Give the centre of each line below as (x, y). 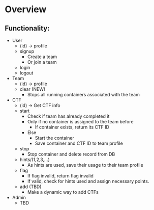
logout (26, 73)
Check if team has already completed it (68, 116)
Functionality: (27, 28)
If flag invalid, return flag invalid (60, 176)
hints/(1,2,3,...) (35, 160)
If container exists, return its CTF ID (72, 127)
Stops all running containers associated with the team (84, 95)
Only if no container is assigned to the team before (80, 122)
